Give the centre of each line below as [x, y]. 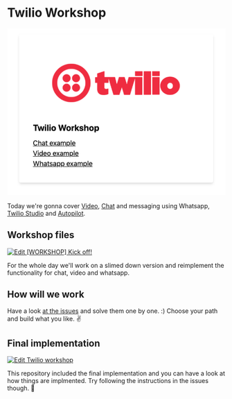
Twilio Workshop [57, 13]
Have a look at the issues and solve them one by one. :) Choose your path [113, 311]
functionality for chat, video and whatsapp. [69, 273]
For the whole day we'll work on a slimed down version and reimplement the [116, 265]
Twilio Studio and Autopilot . [46, 213]
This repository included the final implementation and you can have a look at [116, 373]
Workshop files [41, 235]
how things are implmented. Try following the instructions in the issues [108, 381]
